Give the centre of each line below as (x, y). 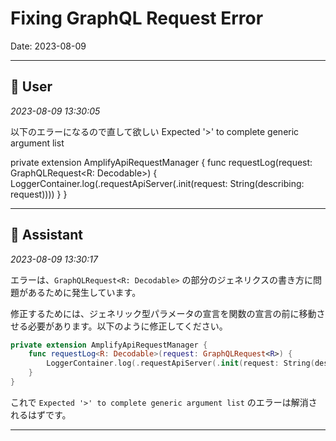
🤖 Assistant (46, 235)
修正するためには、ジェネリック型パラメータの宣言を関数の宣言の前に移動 (163, 313)
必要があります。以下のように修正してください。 (127, 326)
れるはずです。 (41, 414)
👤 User (31, 87)
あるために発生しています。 (84, 292)
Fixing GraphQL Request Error (137, 18)
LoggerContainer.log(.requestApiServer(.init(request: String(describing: (157, 183)
